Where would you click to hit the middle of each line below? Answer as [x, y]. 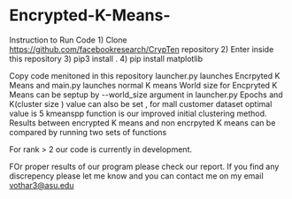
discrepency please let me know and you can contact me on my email [136, 176]
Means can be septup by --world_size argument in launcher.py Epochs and [146, 95]
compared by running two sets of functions [88, 132]
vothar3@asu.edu [42, 185]
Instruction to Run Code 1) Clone [68, 40]
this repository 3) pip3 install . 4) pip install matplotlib [106, 58]
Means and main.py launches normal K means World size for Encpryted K [143, 85]
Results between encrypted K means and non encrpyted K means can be [142, 122]
